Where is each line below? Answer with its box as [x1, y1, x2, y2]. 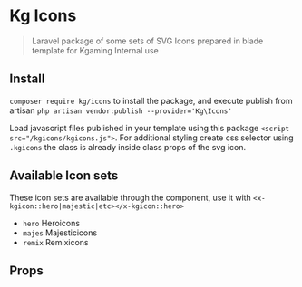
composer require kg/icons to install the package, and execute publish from [9, 95, 293, 106]
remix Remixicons [22, 236, 89, 247]
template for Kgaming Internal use [31, 44, 159, 55]
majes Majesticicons [22, 227, 98, 238]
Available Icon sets [9, 168, 119, 184]
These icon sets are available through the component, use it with [9, 192, 251, 203]
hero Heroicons [22, 217, 80, 228]
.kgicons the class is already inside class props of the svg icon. [9, 141, 247, 152]
